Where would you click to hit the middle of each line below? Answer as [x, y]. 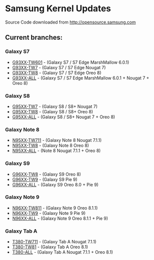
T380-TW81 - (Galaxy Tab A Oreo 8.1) [50, 247]
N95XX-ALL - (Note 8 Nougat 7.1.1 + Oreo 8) [56, 151]
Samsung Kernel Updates [58, 9]
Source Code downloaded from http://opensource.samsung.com [70, 22]
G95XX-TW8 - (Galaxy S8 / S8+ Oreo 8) [52, 111]
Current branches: [34, 38]
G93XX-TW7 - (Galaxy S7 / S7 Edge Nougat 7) [59, 67]
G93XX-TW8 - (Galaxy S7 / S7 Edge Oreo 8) [57, 73]
